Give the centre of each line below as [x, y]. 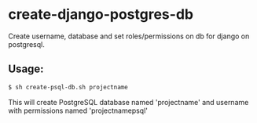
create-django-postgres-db [101, 14]
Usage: [26, 69]
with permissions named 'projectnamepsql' [78, 110]
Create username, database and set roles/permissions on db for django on [129, 36]
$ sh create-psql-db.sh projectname [68, 87]
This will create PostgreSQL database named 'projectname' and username [128, 102]
